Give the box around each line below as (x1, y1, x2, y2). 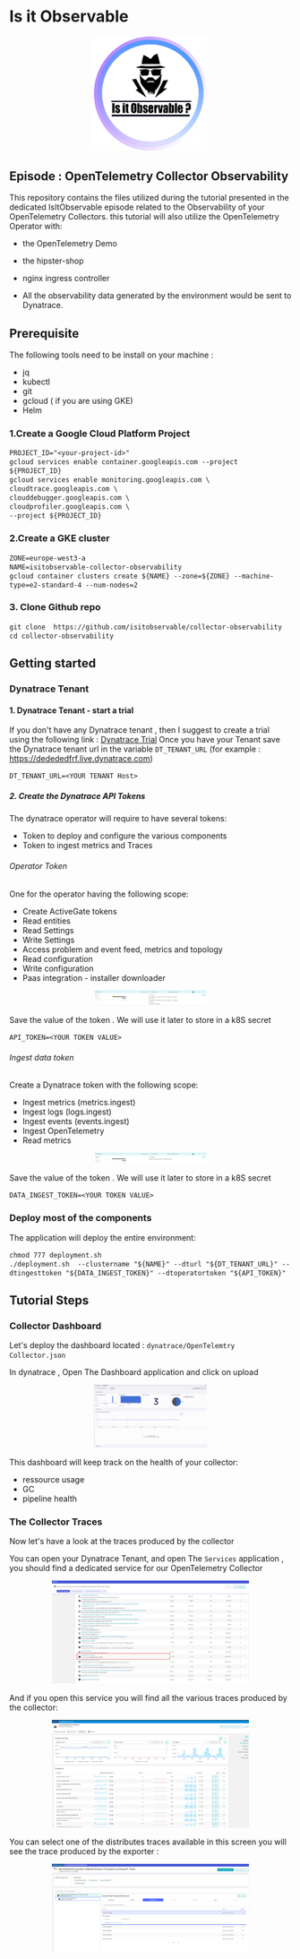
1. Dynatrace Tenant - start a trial (9, 705, 134, 716)
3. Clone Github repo (9, 601, 101, 614)
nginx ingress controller (21, 273, 110, 284)
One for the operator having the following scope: (9, 889, 189, 899)
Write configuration (21, 963, 94, 974)
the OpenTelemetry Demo (21, 238, 118, 249)
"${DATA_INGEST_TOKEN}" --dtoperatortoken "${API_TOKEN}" (65, 1268, 287, 1277)
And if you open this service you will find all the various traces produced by (9, 1692, 288, 1703)
